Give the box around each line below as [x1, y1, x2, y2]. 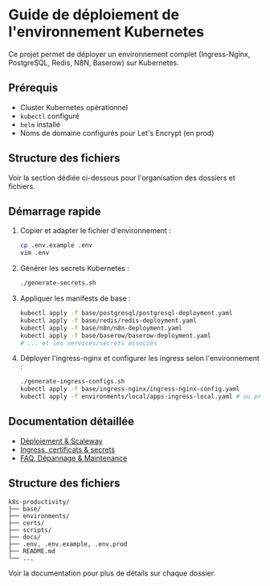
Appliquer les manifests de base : [19, 293, 131, 303]
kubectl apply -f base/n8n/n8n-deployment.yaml [19, 324, 182, 332]
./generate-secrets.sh [19, 279, 96, 287]
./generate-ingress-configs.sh [19, 378, 125, 386]
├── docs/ [8, 533, 42, 541]
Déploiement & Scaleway [19, 436, 103, 445]
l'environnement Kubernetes [8, 23, 205, 41]
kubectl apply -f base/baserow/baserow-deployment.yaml [19, 331, 211, 339]
